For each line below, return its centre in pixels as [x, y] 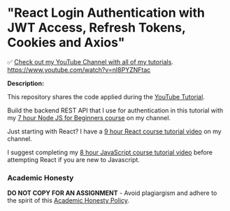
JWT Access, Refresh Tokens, [96, 28]
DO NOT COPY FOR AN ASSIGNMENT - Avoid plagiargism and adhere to [112, 193]
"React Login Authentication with [106, 13]
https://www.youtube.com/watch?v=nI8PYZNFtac [79, 70]
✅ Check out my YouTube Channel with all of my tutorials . [90, 61]
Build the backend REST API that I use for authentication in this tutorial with [115, 110]
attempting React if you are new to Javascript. [73, 159]
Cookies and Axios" [66, 43]
